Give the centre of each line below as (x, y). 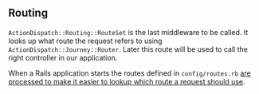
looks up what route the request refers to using (85, 41)
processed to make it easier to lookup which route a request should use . (127, 81)
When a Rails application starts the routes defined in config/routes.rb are (129, 73)
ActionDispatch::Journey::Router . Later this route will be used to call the (128, 49)
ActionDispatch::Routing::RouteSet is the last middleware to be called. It (128, 32)
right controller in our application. (63, 57)
